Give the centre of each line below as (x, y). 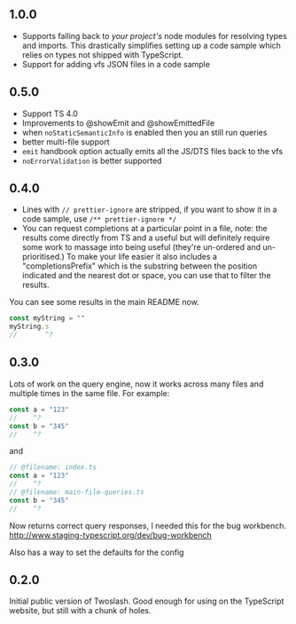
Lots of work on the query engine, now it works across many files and (136, 384)
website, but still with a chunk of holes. (80, 611)
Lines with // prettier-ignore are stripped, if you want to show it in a (149, 210)
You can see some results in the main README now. (104, 302)
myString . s (29, 327)
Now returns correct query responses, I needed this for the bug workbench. (148, 526)
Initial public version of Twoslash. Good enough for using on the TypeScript (147, 601)
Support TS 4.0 (50, 113)
